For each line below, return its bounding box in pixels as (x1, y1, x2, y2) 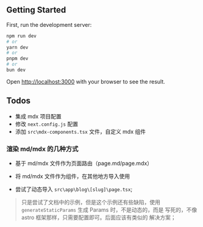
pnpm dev (6, 56, 29, 62)
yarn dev (6, 44, 29, 51)
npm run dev (6, 33, 37, 39)
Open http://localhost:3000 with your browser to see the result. (6, 77, 166, 85)
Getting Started (6, 5, 66, 15)
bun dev (6, 67, 26, 73)
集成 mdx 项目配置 (15, 112, 62, 120)
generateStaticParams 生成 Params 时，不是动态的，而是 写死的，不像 (21, 206, 198, 214)
